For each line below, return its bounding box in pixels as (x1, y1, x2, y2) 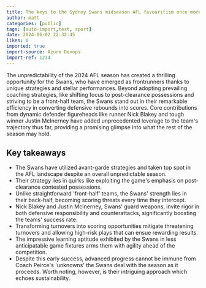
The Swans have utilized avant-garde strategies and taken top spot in (15, 164, 191, 172)
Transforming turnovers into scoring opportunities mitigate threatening (15, 222, 194, 230)
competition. (15, 249, 47, 256)
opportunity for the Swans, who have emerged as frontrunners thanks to (6, 78, 189, 85)
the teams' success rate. (15, 216, 78, 224)
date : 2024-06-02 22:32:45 (6, 32, 75, 38)
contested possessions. (42, 183, 102, 191)
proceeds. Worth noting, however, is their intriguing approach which (15, 268, 188, 276)
